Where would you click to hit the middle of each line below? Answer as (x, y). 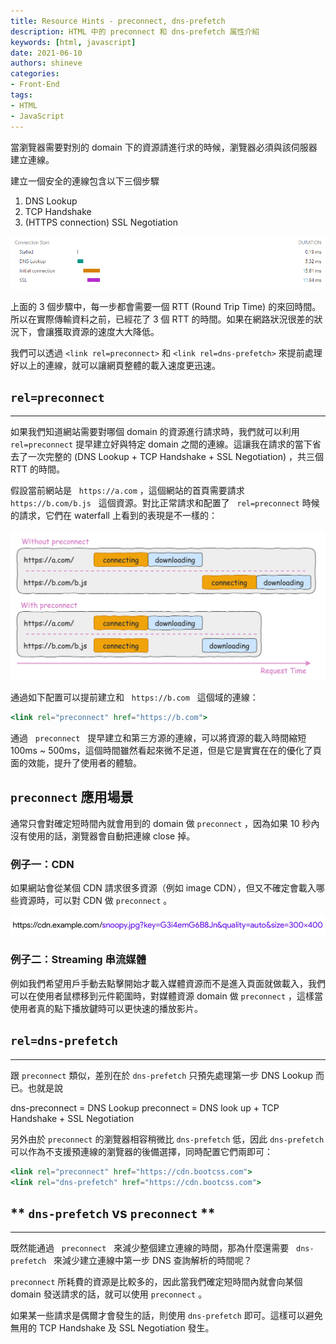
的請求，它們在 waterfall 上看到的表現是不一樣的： (114, 516)
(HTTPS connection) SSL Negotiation (101, 222)
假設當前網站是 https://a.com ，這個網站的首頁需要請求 (127, 491)
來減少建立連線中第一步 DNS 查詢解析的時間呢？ (153, 1261)
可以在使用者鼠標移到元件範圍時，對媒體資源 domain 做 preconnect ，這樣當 (167, 996)
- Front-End (35, 85)
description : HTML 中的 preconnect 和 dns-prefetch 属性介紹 (135, 31)
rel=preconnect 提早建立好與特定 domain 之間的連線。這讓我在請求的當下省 (166, 444)
